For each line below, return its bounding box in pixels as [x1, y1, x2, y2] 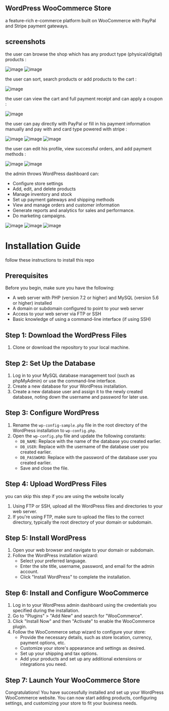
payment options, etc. [20, 640, 66, 646]
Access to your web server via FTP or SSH [12, 311, 101, 317]
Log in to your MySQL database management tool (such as [12, 372, 135, 379]
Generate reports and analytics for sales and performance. [12, 207, 135, 213]
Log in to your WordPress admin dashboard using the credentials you [12, 602, 157, 608]
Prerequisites [5, 271, 48, 280]
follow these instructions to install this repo [5, 257, 94, 263]
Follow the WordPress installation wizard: [12, 553, 98, 559]
